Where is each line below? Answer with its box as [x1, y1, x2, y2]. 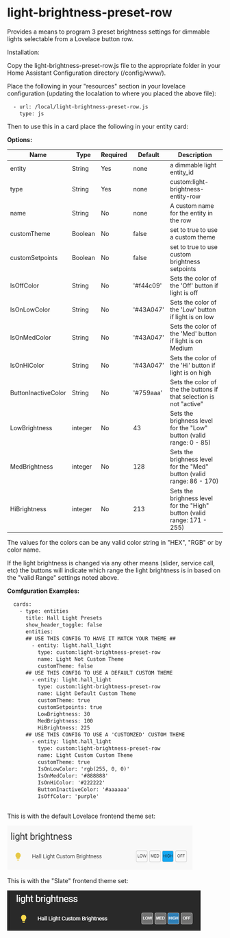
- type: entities [19, 608, 69, 615]
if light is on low [170, 313, 214, 321]
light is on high [170, 368, 212, 377]
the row [170, 216, 192, 224]
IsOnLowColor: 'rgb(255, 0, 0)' [37, 766, 130, 773]
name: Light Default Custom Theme [37, 690, 136, 697]
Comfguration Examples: [7, 587, 80, 595]
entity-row [170, 192, 201, 200]
